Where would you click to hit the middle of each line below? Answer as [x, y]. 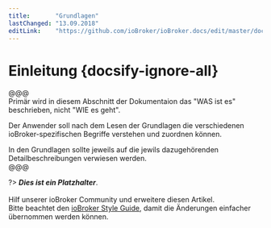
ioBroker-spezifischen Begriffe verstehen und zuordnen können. [115, 135]
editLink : [25, 31]
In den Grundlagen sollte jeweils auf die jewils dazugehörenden [114, 150]
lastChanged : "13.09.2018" [54, 23]
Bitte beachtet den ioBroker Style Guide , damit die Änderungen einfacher [130, 208]
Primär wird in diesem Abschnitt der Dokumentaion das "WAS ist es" [122, 102]
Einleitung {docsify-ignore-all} [114, 70]
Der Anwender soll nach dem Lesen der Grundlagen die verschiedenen [126, 126]
